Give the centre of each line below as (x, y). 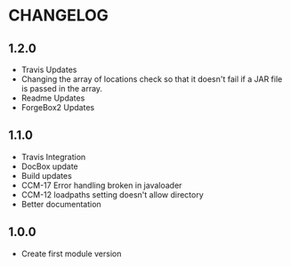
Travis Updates (49, 69)
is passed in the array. (62, 89)
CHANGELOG (58, 16)
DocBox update (50, 166)
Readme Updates (53, 98)
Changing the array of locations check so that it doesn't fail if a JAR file (152, 79)
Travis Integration (53, 157)
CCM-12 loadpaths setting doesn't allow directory (112, 194)
